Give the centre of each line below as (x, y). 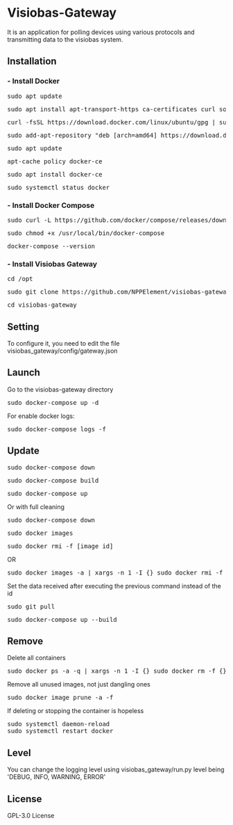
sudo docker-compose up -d (53, 402)
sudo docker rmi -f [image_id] (60, 546)
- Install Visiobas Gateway (52, 264)
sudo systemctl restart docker (60, 731)
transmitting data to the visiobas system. (65, 39)
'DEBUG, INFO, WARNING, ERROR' (57, 777)
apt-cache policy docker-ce (55, 161)
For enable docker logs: (41, 416)
